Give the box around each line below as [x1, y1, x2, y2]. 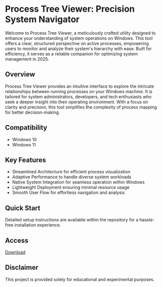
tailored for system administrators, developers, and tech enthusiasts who [5, 94, 152, 99]
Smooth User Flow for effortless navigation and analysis [12, 190, 125, 195]
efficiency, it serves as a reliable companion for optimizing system [5, 50, 138, 57]
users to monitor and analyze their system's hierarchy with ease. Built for [5, 46, 152, 51]
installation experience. [14, 222, 61, 228]
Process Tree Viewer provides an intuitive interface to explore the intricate [5, 83, 155, 89]
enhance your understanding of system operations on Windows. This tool [5, 35, 153, 41]
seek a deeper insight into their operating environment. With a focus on [5, 99, 148, 105]
